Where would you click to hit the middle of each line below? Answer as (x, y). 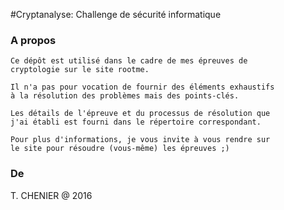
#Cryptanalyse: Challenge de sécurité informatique (116, 14)
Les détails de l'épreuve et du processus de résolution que (140, 114)
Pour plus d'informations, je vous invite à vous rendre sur (140, 140)
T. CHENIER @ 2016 (51, 195)
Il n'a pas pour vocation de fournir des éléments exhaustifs (142, 87)
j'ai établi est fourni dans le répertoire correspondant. (136, 122)
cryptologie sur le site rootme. (80, 70)
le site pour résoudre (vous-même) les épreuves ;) (120, 149)
